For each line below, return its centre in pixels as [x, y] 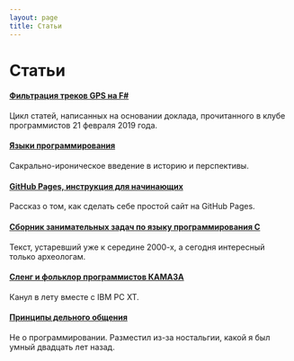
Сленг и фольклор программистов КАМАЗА [97, 277]
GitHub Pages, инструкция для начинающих [97, 186]
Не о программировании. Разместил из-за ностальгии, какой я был [140, 337]
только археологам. [48, 256]
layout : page [34, 18]
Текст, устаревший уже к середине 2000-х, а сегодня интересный [137, 247]
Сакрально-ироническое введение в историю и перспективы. [129, 166]
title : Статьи [36, 26]
